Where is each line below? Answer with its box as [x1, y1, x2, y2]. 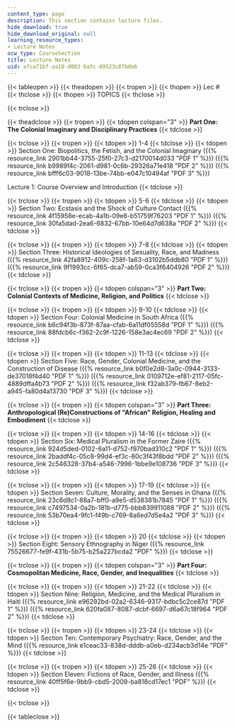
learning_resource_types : [7, 37, 83, 44]
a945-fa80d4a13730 [7, 387, 68, 395]
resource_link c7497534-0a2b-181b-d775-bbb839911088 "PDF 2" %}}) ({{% [7, 503, 231, 512]
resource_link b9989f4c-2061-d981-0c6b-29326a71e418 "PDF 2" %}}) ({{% [7, 161, 229, 170]
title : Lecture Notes [7, 57, 71, 64]
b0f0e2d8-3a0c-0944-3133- [135, 364, 221, 373]
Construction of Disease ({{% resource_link [7, 364, 134, 373]
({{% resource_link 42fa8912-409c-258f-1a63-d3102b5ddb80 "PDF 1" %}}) [7, 255, 229, 264]
